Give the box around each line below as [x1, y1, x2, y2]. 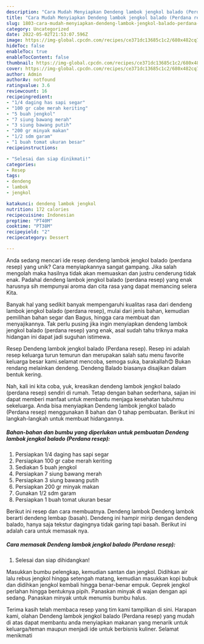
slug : [6, 20, 20, 26]
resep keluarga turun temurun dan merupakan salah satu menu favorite [6, 351, 184, 359]
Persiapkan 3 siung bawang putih [15, 476, 99, 484]
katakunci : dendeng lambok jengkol [6, 200, 97, 207]
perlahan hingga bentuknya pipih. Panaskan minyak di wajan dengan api [6, 587, 187, 595]
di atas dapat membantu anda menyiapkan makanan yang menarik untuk [6, 618, 188, 626]
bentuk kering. [6, 371, 42, 378]
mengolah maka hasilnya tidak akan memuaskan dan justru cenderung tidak [6, 269, 196, 277]
